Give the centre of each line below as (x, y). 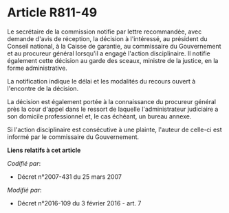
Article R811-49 (52, 13)
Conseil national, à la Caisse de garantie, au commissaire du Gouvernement (114, 46)
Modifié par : (25, 190)
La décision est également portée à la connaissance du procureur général (112, 101)
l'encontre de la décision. (43, 88)
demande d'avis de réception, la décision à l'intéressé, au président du (107, 38)
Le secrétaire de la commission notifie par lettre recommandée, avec (105, 32)
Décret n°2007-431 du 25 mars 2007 (69, 177)
